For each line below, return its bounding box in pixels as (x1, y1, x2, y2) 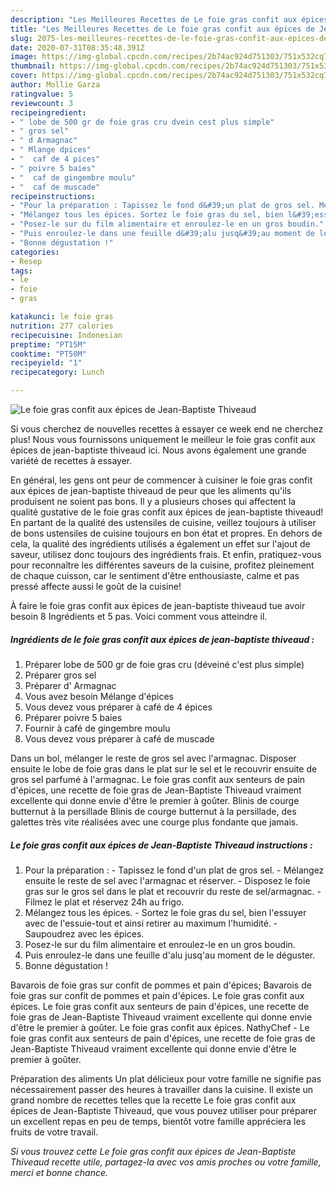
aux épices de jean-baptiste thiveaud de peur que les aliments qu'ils (10, 485, 292, 496)
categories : (10, 247, 60, 257)
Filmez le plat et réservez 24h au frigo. (24, 896, 185, 908)
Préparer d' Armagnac (24, 679, 117, 691)
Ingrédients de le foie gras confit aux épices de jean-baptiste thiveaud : (10, 633, 315, 645)
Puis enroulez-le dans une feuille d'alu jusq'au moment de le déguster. (24, 949, 316, 961)
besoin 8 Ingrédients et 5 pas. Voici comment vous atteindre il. (10, 611, 268, 622)
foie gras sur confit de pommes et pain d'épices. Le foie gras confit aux (10, 989, 305, 1001)
